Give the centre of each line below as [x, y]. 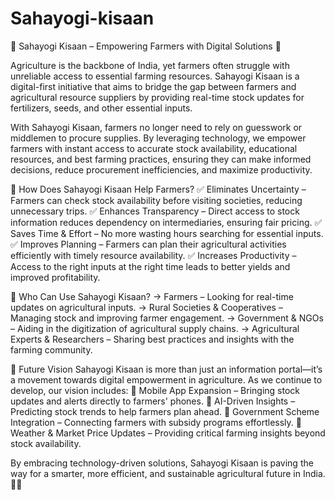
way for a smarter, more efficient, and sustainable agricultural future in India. [168, 473]
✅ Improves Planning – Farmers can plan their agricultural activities [148, 244]
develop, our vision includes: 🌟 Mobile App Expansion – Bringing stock [155, 390]
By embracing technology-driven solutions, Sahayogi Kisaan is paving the [162, 463]
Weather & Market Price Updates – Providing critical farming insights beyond [168, 433]
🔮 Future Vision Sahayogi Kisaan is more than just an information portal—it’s [166, 369]
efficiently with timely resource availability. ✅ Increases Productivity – [153, 255]
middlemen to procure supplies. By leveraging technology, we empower [158, 138]
